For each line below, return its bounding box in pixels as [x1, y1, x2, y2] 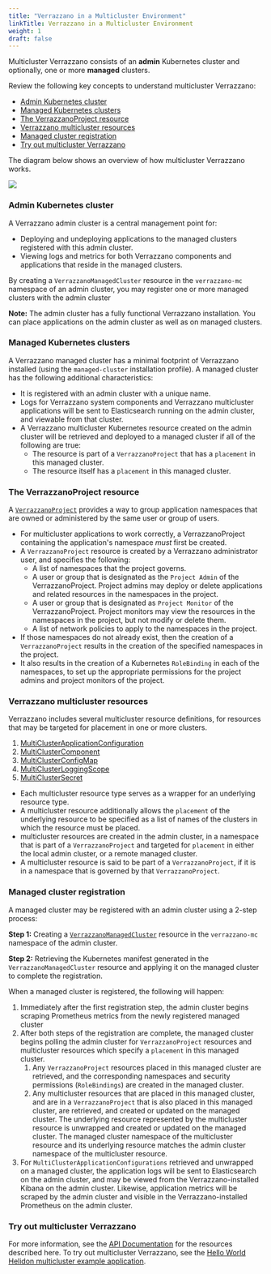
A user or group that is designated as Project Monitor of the [32, 598, 235, 608]
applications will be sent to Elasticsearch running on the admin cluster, [19, 405, 255, 415]
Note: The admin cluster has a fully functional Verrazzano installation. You [8, 308, 256, 318]
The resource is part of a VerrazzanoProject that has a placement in [32, 448, 256, 458]
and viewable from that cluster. [19, 414, 124, 424]
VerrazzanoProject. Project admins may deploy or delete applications [32, 581, 263, 590]
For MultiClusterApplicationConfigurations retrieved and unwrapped [19, 1157, 254, 1167]
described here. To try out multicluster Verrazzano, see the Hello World [8, 1248, 247, 1258]
